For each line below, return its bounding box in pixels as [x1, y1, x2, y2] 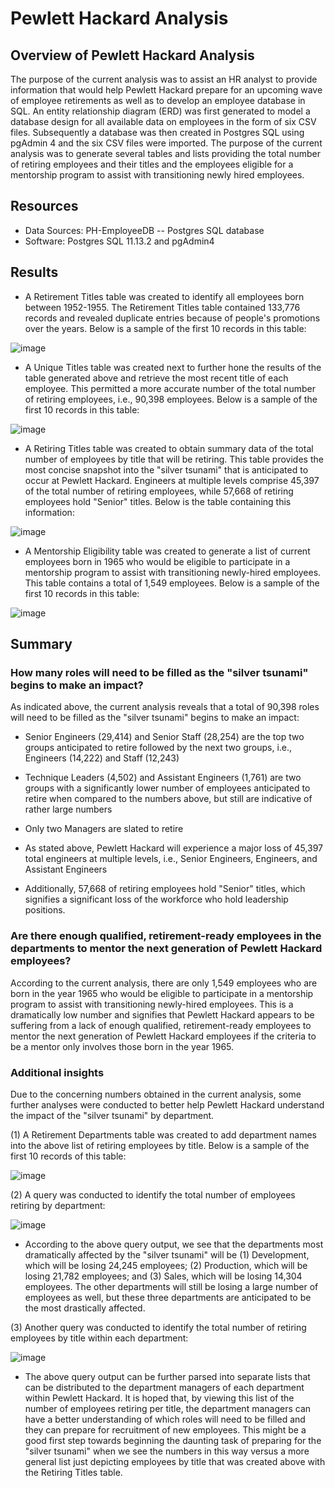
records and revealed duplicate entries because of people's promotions [24, 312, 321, 324]
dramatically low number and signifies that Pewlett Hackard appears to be [10, 1008, 315, 1021]
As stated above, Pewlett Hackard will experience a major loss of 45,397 [24, 842, 323, 854]
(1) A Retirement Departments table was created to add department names [10, 1128, 317, 1141]
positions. [24, 904, 66, 916]
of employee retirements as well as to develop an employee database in [10, 95, 306, 106]
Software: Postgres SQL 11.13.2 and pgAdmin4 [24, 235, 215, 247]
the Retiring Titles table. [24, 1466, 123, 1478]
